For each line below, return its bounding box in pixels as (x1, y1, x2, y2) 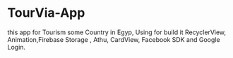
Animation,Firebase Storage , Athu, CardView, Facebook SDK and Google (7, 35, 220, 43)
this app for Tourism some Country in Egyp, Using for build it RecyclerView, (7, 28, 227, 36)
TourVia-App (7, 5, 85, 21)
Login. (7, 43, 26, 51)
